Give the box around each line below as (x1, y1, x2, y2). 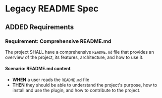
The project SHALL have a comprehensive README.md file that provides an (5, 49, 155, 55)
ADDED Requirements (5, 23, 74, 31)
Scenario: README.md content (5, 66, 71, 72)
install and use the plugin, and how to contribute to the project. (12, 88, 141, 94)
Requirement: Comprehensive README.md (5, 38, 111, 45)
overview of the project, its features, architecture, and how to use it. (5, 54, 144, 60)
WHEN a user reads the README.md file (12, 77, 90, 83)
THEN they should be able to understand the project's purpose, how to (12, 82, 158, 88)
